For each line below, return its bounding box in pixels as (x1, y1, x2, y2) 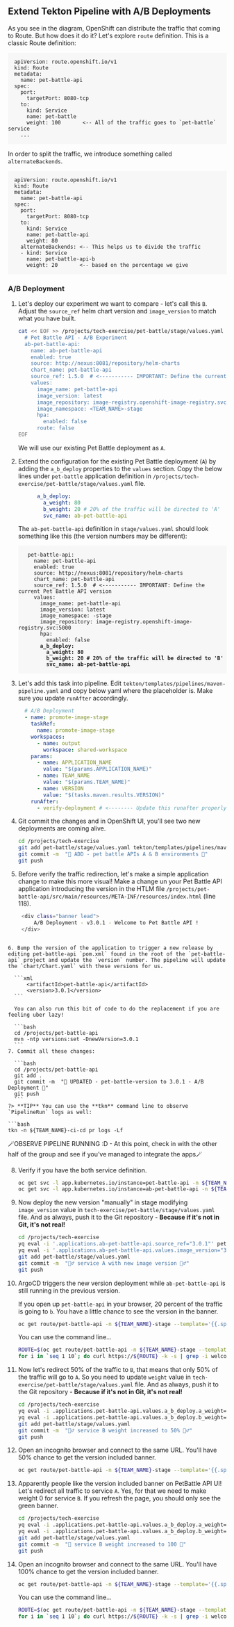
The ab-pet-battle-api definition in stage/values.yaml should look (17, 525, 209, 533)
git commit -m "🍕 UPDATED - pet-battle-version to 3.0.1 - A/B (14, 1078, 204, 1085)
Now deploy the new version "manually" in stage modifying (17, 1198, 188, 1207)
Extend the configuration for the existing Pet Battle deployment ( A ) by (17, 457, 217, 465)
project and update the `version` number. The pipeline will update (23, 956, 226, 963)
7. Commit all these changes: (8, 1047, 96, 1055)
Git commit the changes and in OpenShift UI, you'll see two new (17, 817, 201, 826)
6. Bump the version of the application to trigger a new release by (8, 945, 214, 951)
